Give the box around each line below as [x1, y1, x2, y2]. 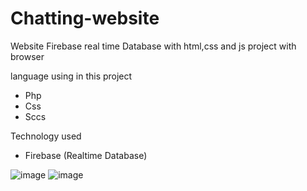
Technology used [10, 130, 82, 142]
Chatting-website [10, 7, 160, 30]
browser [10, 50, 45, 62]
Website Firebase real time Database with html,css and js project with [10, 40, 297, 52]
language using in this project [10, 70, 133, 82]
